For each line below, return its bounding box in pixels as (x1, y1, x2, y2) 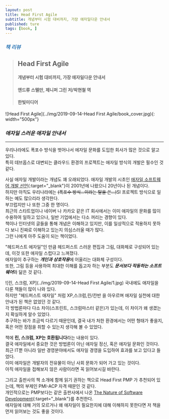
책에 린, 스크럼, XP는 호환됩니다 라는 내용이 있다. (5, 335, 100, 341)
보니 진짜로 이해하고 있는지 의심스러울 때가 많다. (10, 227, 105, 233)
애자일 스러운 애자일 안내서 (5, 130, 66, 137)
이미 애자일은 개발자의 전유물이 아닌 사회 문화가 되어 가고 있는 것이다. (5, 360, 141, 366)
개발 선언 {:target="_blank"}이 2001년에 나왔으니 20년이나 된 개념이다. (10, 183, 150, 189)
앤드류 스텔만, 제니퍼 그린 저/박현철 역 (17, 87, 92, 93)
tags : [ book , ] (5, 26, 37, 31)
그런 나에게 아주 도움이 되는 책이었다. (5, 233, 78, 240)
